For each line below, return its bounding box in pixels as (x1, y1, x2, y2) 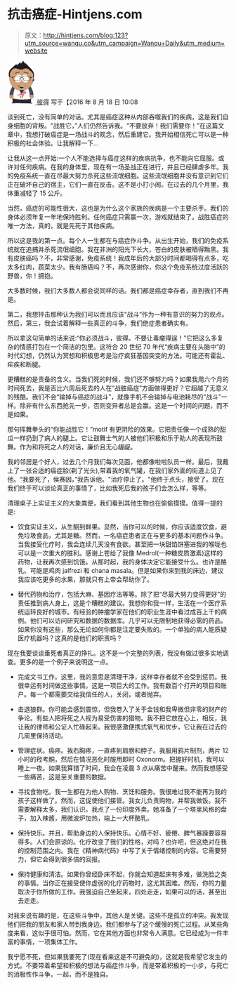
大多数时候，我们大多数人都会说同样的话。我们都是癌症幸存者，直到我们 (7, 286, 216, 295)
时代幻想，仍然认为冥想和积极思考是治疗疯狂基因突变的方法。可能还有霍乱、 (7, 351, 229, 359)
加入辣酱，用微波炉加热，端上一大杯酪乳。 (29, 814, 153, 822)
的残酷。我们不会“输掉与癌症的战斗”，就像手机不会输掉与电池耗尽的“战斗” (7, 392, 221, 401)
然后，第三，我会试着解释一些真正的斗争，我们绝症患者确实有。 (7, 319, 192, 327)
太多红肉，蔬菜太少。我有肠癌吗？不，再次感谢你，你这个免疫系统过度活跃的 (7, 263, 229, 271)
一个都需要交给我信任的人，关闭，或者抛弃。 (36, 689, 166, 699)
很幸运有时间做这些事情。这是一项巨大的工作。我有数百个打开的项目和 (17, 681, 221, 689)
